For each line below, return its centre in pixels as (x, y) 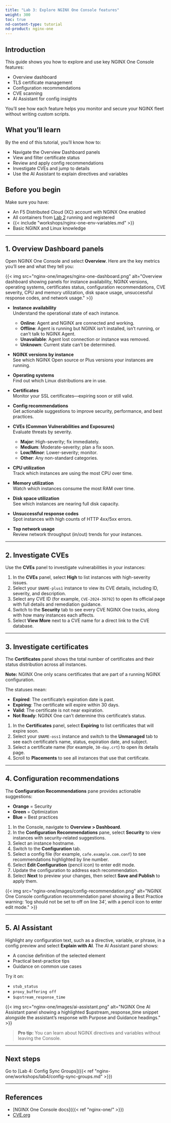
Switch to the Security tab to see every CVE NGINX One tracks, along (86, 610)
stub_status (25, 986)
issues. (20, 583)
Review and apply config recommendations (58, 163)
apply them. (25, 881)
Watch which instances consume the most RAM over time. (74, 489)
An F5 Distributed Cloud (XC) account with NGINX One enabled (79, 212)
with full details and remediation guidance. (57, 604)
